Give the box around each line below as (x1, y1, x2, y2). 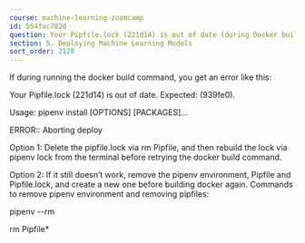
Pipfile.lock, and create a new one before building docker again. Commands (9, 179, 293, 190)
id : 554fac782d (9, 22, 67, 31)
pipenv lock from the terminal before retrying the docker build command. (9, 151, 282, 163)
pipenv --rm (9, 206, 55, 218)
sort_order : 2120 (9, 47, 75, 56)
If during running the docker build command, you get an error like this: (9, 72, 272, 83)
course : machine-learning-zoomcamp (9, 13, 144, 23)
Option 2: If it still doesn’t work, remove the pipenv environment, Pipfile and (9, 170, 291, 180)
